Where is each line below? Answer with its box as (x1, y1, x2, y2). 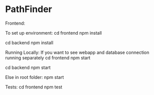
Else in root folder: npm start (5, 74, 64, 80)
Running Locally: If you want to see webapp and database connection (5, 49, 149, 55)
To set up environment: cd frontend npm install (5, 30, 102, 36)
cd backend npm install (5, 39, 54, 46)
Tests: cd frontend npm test (5, 84, 63, 90)
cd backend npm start (5, 64, 51, 70)
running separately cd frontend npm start (5, 54, 91, 61)
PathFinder (5, 4, 52, 15)
